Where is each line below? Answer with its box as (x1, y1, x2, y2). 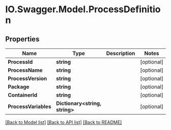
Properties (5, 35, 40, 43)
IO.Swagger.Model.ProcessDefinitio (5, 4, 161, 15)
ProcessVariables (8, 103, 51, 110)
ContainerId (8, 92, 38, 98)
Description (106, 50, 135, 57)
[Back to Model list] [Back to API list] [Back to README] (5, 119, 122, 125)
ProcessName (8, 67, 43, 73)
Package (8, 83, 30, 90)
